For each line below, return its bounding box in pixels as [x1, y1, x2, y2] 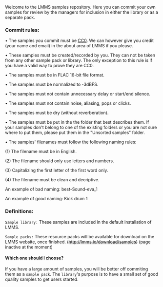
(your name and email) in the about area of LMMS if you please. [5, 43, 133, 49]
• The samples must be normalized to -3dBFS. [5, 81, 99, 87]
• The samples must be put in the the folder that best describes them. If [5, 119, 149, 125]
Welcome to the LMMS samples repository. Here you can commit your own [5, 4, 156, 10]
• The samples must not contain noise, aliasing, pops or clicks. [5, 100, 131, 106]
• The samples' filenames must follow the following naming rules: [5, 139, 137, 145]
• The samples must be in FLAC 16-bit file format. [5, 72, 105, 78]
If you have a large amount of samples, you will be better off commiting [5, 266, 148, 272]
